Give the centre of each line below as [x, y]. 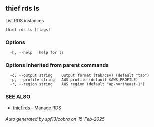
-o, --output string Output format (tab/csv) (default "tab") [80, 76]
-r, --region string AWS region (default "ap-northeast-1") [77, 84]
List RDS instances [25, 20]
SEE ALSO [18, 97]
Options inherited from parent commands [57, 65]
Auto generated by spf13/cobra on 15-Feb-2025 [55, 119]
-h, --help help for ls [37, 53]
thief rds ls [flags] [28, 30]
